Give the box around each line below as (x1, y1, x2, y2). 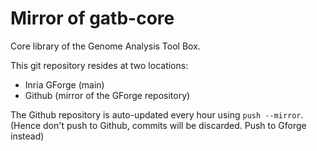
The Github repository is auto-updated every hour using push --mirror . (10, 108, 304, 121)
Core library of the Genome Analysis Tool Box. (10, 40, 201, 52)
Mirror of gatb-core (10, 7, 175, 30)
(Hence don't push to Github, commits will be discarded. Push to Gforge (10, 119, 307, 131)
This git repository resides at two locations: (10, 59, 189, 71)
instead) (10, 130, 45, 142)
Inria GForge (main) (24, 78, 105, 91)
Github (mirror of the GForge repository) (24, 89, 191, 101)
